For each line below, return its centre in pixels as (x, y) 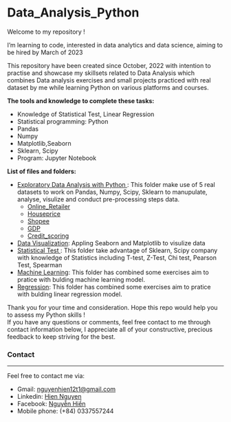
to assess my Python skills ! (46, 315)
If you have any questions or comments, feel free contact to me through (109, 322)
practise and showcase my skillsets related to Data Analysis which (101, 73)
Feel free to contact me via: (46, 376)
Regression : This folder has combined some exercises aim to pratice (114, 287)
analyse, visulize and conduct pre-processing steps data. (98, 199)
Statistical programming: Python (63, 121)
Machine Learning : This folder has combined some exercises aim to (113, 272)
